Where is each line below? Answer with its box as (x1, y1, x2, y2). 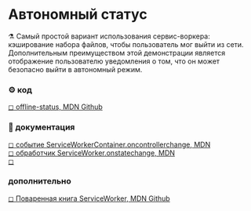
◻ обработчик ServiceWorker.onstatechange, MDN (8, 147, 175, 158)
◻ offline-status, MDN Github (8, 102, 104, 111)
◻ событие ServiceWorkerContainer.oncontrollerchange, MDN (8, 140, 211, 149)
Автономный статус (8, 5, 147, 24)
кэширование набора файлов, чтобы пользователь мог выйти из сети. (8, 39, 245, 49)
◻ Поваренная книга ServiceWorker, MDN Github (8, 194, 170, 203)
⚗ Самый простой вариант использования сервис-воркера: (8, 31, 210, 41)
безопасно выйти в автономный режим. (8, 64, 143, 74)
